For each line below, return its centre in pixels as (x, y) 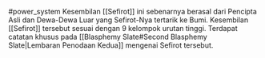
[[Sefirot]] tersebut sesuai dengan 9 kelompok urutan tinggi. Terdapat (123, 28)
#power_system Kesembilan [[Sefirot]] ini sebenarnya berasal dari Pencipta (133, 12)
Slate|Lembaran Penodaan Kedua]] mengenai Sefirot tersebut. (111, 45)
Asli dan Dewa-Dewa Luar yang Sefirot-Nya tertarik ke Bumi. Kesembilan (128, 20)
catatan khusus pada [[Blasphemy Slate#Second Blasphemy (108, 37)
